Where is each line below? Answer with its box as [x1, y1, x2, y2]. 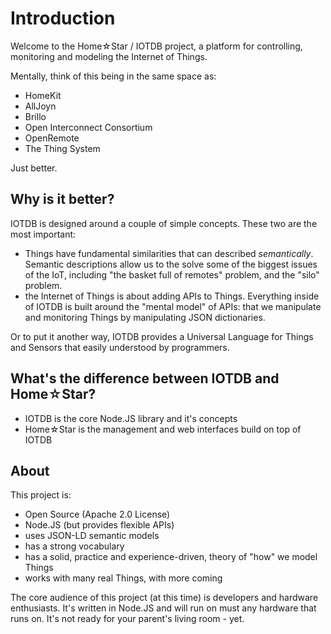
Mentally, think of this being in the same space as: [10, 70, 217, 82]
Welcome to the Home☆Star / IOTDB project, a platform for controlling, [10, 40, 303, 52]
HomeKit [24, 89, 62, 101]
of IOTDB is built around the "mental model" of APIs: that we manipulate [24, 300, 322, 312]
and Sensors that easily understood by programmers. [10, 341, 230, 353]
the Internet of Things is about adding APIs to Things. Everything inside [24, 290, 320, 302]
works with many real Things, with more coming [24, 572, 223, 584]
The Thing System [24, 142, 101, 154]
